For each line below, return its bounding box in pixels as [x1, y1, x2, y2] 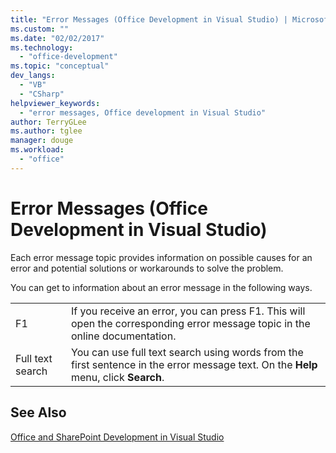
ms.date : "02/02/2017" [10, 33, 105, 43]
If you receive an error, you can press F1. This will [71, 304, 306, 318]
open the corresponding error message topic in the [71, 316, 311, 330]
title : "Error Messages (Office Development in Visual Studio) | [10, 14, 288, 25]
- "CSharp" [19, 89, 65, 99]
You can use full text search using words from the [71, 345, 304, 359]
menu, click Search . [71, 370, 165, 384]
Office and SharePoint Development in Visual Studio [10, 431, 225, 443]
